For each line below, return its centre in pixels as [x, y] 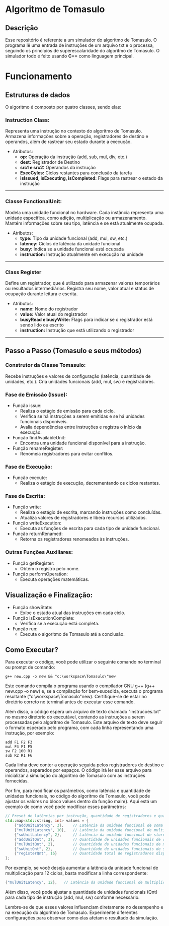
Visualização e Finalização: [49, 595]
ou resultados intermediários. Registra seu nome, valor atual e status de [80, 288]
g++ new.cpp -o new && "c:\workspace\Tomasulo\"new [60, 677]
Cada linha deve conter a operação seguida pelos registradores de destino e [84, 765]
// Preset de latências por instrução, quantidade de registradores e [81, 816]
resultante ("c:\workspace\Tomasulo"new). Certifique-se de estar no [76, 697]
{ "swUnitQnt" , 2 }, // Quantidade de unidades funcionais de [88, 849]
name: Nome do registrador [49, 309]
